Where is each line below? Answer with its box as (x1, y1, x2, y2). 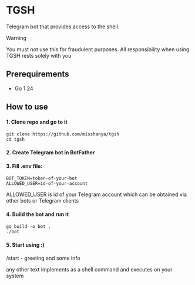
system (6, 272, 24, 279)
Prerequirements (6, 69, 69, 79)
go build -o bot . (6, 224, 51, 230)
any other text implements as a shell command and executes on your (6, 266, 173, 273)
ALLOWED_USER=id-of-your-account (6, 181, 88, 187)
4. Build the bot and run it (6, 210, 69, 218)
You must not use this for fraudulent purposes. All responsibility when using (6, 45, 190, 53)
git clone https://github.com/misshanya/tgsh (6, 131, 119, 137)
